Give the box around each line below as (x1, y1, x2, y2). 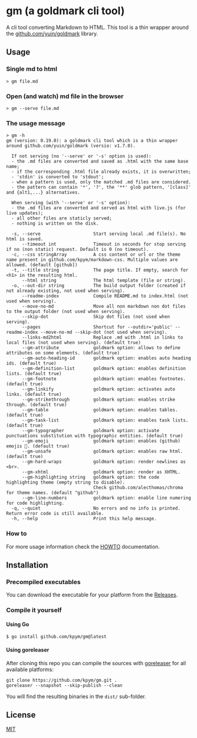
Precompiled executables (6, 578, 81, 586)
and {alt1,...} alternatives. (6, 189, 81, 196)
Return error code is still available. (6, 511, 104, 517)
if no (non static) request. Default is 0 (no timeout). (6, 247, 149, 253)
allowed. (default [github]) (6, 262, 78, 268)
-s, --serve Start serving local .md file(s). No (11, 231, 186, 237)
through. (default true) (6, 402, 67, 408)
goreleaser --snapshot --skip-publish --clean (6, 682, 123, 688)
